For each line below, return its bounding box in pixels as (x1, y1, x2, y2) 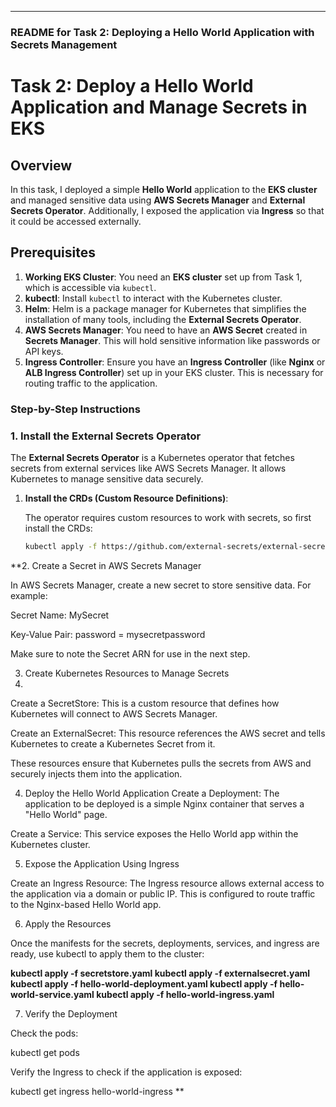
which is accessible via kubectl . (24, 281, 157, 293)
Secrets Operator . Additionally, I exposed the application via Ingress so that (10, 204, 325, 216)
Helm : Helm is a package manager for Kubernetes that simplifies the (24, 302, 307, 315)
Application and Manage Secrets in (10, 96, 308, 119)
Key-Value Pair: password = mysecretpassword (10, 628, 206, 640)
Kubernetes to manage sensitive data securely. (10, 472, 204, 485)
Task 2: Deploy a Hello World (10, 75, 254, 98)
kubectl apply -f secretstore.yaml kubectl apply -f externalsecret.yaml (10, 967, 311, 979)
